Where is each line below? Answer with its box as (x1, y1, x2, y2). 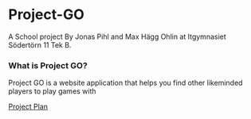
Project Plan (8, 102, 48, 112)
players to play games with (8, 86, 97, 96)
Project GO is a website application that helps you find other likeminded (8, 78, 243, 88)
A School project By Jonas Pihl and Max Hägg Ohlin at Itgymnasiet (8, 32, 227, 41)
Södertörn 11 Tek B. (8, 40, 72, 49)
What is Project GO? (8, 59, 88, 71)
